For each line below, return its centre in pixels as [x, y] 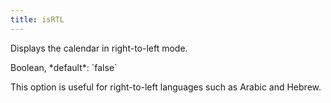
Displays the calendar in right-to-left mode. [99, 48]
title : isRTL [37, 19]
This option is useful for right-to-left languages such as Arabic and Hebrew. [166, 87]
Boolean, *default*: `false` [64, 67]
